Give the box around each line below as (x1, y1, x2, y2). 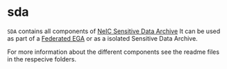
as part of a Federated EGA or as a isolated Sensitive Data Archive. (7, 34, 198, 42)
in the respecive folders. (7, 55, 76, 63)
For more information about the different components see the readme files (7, 48, 220, 56)
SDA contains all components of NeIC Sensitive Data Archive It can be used (7, 27, 221, 35)
